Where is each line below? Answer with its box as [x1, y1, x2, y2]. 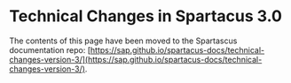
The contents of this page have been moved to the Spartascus [9, 35, 238, 46]
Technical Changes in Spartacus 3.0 [9, 6, 282, 26]
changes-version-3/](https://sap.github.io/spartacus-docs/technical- [9, 54, 263, 64]
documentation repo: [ [9, 44, 91, 55]
